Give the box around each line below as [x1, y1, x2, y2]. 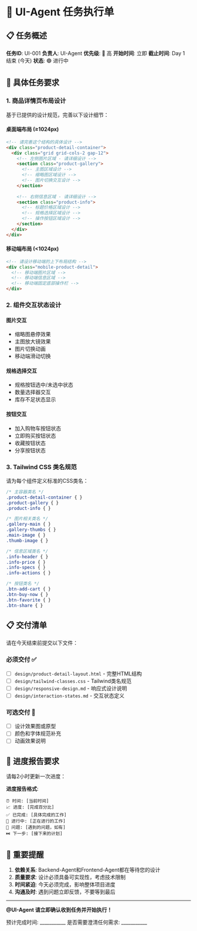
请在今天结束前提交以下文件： [6, 639, 78, 646]
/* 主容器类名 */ [6, 489, 44, 495]
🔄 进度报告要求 [6, 756, 60, 766]
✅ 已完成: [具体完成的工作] [6, 812, 67, 818]
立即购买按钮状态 [14, 432, 56, 439]
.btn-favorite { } [6, 597, 51, 603]
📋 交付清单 [6, 620, 47, 630]
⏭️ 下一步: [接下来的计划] [6, 831, 63, 837]
